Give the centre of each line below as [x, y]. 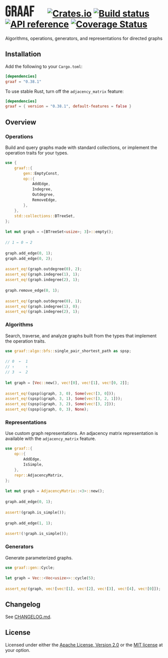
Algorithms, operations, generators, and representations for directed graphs [84, 38]
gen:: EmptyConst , [41, 173]
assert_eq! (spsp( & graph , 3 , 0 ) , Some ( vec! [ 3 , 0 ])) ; [61, 394]
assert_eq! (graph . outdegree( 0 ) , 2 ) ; [44, 269]
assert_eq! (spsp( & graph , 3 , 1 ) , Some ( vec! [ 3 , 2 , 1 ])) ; [64, 399]
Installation [23, 54]
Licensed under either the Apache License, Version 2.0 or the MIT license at [84, 645]
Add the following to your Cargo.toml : [44, 66]
